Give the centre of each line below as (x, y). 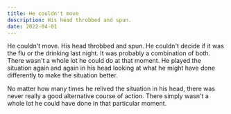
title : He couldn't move (43, 13)
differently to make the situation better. (62, 75)
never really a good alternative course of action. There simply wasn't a (108, 96)
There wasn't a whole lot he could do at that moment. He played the (104, 61)
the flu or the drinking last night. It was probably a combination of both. (109, 53)
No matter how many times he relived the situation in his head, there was (111, 89)
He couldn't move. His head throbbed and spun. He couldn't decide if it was (115, 46)
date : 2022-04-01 (32, 26)
